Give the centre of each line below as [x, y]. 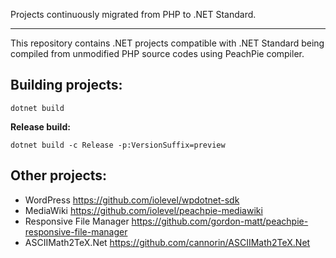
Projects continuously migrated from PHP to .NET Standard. [133, 14]
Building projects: [66, 85]
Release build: [40, 126]
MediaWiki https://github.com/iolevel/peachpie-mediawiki [143, 210]
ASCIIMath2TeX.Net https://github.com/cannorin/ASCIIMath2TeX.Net [167, 242]
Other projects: [59, 175]
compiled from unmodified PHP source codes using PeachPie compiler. [157, 53]
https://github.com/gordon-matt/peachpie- [220, 221]
